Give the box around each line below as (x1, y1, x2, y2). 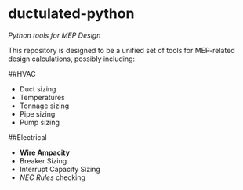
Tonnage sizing (19, 101, 69, 110)
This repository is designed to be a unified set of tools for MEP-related (8, 45, 235, 55)
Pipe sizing (19, 109, 56, 118)
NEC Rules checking (19, 173, 86, 182)
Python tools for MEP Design (8, 30, 101, 40)
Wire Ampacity (19, 148, 71, 157)
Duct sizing (19, 84, 56, 94)
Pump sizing (19, 117, 60, 127)
